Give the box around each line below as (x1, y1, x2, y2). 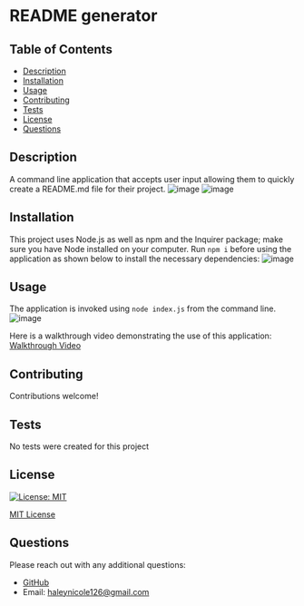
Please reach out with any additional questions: (9, 559, 186, 570)
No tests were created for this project (9, 441, 150, 452)
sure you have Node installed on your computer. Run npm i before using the (9, 243, 292, 254)
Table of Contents (9, 42, 113, 57)
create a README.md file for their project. (9, 183, 166, 194)
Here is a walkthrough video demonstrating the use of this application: (9, 330, 272, 341)
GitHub (22, 577, 50, 588)
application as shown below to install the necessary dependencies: (9, 253, 260, 264)
